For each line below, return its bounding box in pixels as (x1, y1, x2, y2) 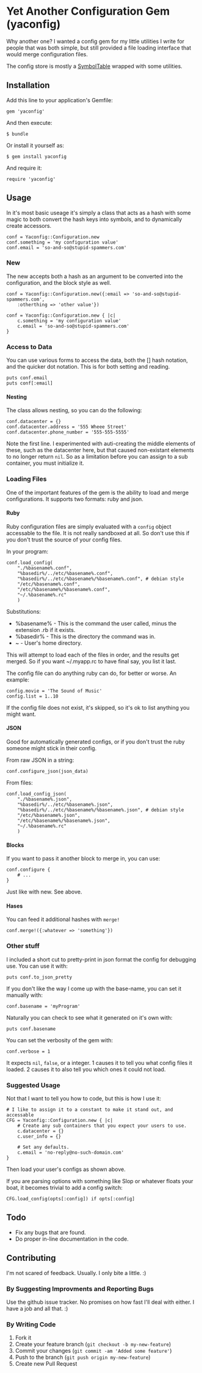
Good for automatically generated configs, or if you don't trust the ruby (6, 738, 185, 745)
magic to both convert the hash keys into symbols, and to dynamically (6, 216, 182, 223)
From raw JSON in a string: (6, 756, 74, 764)
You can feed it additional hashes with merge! (6, 916, 120, 923)
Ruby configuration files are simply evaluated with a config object (6, 522, 172, 530)
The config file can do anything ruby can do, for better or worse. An (6, 669, 177, 677)
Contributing (6, 1253, 56, 1263)
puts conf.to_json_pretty (6, 974, 72, 980)
